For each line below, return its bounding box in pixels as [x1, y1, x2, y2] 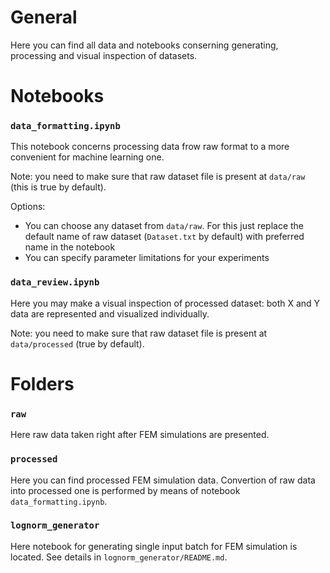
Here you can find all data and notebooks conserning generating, [10, 39, 279, 51]
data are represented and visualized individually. [10, 307, 210, 320]
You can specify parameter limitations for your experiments [24, 252, 270, 264]
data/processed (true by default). [10, 337, 145, 350]
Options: [10, 201, 46, 213]
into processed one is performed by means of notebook [10, 484, 241, 496]
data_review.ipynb [10, 277, 100, 288]
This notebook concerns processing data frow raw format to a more [10, 141, 290, 153]
